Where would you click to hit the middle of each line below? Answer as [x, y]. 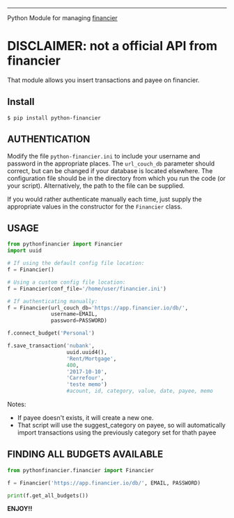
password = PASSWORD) [79, 321]
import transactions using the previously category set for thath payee [117, 432]
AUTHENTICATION [49, 139]
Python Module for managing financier [63, 18]
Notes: [17, 404]
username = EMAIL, [75, 314]
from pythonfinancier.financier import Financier [81, 470]
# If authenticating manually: [53, 301]
